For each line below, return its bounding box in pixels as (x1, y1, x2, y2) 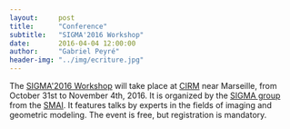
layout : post (9, 13, 75, 23)
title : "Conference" (9, 22, 107, 31)
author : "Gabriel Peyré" (9, 47, 120, 56)
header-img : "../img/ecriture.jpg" (9, 55, 145, 64)
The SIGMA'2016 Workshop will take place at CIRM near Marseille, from (9, 81, 277, 91)
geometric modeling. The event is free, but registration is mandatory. (9, 110, 267, 120)
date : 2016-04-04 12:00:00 (9, 38, 136, 48)
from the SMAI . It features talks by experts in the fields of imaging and (9, 100, 273, 110)
